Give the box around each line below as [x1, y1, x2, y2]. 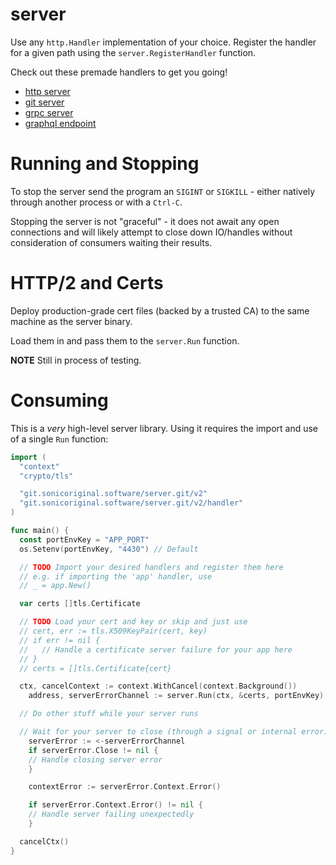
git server [24, 96, 65, 108]
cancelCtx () [19, 836, 70, 847]
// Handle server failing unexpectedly [28, 809, 195, 820]
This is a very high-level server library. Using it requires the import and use [10, 422, 319, 434]
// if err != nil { [19, 635, 101, 645]
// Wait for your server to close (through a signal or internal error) [19, 727, 329, 737]
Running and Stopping [10, 153, 200, 175]
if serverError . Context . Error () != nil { [28, 800, 203, 810]
